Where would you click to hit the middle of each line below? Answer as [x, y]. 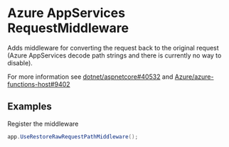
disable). [20, 62]
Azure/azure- [194, 77]
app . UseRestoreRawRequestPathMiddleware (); [73, 136]
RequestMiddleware [68, 28]
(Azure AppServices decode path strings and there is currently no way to [114, 55]
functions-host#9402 [39, 84]
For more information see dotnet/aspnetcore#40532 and [90, 77]
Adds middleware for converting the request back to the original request [113, 48]
